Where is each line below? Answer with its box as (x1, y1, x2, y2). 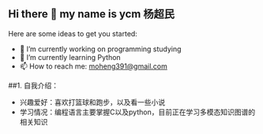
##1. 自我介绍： (8, 80, 59, 90)
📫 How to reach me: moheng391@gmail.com (19, 61, 168, 71)
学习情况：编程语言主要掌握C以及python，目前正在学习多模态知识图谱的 (19, 107, 255, 117)
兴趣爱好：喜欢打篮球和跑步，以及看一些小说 (19, 97, 166, 106)
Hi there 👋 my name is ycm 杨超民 (8, 7, 175, 21)
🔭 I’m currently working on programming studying (19, 44, 182, 54)
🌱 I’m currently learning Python (19, 52, 121, 61)
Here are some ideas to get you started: (8, 28, 138, 38)
